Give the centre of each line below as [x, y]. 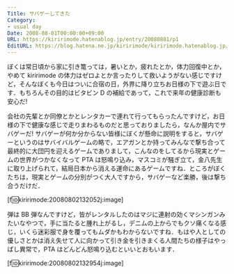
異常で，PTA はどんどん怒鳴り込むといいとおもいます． [99, 249]
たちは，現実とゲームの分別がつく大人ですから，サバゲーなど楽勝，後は [111, 177]
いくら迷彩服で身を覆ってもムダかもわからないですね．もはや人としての [123, 232]
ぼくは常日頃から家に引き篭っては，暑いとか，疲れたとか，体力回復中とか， [116, 66]
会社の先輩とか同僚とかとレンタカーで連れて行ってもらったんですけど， [110, 116]
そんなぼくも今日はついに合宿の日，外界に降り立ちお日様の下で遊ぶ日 [120, 84]
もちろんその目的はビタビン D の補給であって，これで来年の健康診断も [120, 92]
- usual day [24, 26]
